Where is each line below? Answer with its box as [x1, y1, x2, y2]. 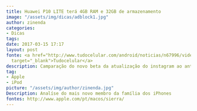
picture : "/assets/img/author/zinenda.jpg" [6, 85, 114, 91]
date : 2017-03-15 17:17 [6, 42, 64, 48]
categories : [6, 25, 35, 31]
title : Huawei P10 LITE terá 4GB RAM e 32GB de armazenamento [6, 8, 161, 15]
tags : [6, 36, 19, 42]
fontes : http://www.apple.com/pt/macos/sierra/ [6, 96, 125, 102]
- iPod [6, 80, 22, 86]
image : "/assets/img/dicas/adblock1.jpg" [6, 14, 109, 20]
